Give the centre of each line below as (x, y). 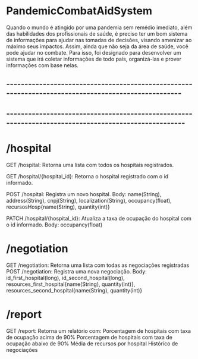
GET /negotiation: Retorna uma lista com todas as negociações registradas (98, 265)
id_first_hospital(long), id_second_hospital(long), (65, 278)
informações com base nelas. (43, 65)
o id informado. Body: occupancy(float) (54, 225)
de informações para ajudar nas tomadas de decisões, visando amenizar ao (99, 40)
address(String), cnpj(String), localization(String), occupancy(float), (89, 200)
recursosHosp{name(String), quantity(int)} (58, 207)
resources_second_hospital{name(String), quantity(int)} (74, 290)
